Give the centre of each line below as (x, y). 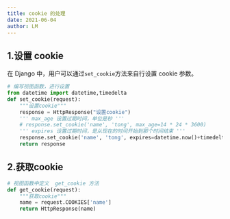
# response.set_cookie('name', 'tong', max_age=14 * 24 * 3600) (113, 125)
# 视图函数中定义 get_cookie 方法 (53, 183)
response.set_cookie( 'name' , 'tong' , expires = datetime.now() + (110, 138)
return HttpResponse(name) (58, 209)
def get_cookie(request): (44, 189)
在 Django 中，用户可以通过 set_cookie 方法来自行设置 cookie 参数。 (102, 73)
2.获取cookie (35, 167)
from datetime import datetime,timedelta (67, 93)
